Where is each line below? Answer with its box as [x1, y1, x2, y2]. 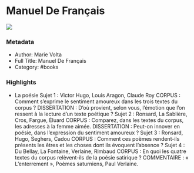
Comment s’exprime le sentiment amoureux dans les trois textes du [14, 98, 178, 105]
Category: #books [14, 63, 59, 71]
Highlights [6, 78, 36, 86]
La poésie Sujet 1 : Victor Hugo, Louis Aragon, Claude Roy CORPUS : [14, 91, 180, 99]
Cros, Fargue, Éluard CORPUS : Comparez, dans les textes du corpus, [14, 116, 184, 124]
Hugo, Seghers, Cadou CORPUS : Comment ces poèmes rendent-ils [14, 135, 180, 142]
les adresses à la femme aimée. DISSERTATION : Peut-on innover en [14, 123, 180, 130]
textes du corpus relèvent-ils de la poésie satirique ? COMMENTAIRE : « [14, 154, 189, 161]
